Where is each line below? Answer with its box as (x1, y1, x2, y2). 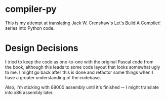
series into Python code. (5, 25, 55, 31)
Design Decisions (5, 43, 79, 54)
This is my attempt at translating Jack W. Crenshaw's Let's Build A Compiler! (5, 20, 161, 26)
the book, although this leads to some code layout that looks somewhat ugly (5, 64, 161, 70)
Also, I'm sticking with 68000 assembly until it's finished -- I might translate (5, 84, 159, 90)
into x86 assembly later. (5, 89, 54, 95)
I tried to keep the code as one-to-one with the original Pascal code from (5, 58, 154, 65)
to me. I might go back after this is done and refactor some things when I (5, 69, 153, 75)
